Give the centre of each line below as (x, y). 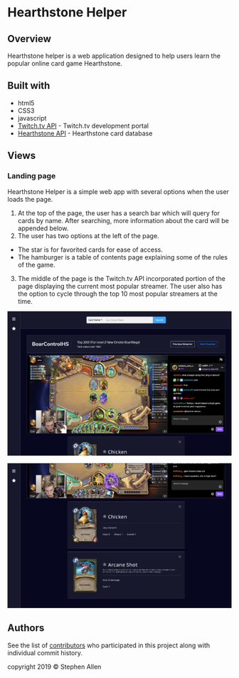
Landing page (32, 176)
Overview (30, 39)
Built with (29, 86)
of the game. (36, 264)
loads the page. (30, 199)
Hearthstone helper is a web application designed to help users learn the (114, 56)
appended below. (43, 228)
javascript (32, 118)
